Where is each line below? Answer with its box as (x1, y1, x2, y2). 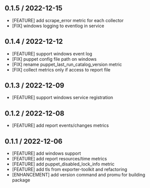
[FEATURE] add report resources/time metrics (12, 156, 107, 162)
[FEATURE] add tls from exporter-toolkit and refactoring (12, 166, 127, 172)
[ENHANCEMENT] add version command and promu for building (12, 172, 145, 178)
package (12, 177, 31, 183)
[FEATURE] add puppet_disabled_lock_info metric (12, 161, 115, 167)
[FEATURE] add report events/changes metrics (12, 123, 109, 129)
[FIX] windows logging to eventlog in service (12, 23, 104, 29)
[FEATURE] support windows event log (12, 50, 92, 57)
